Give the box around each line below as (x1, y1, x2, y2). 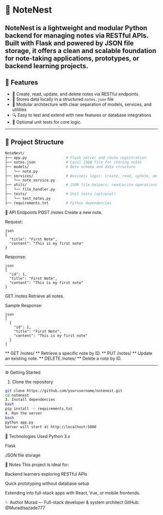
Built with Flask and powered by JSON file (5, 39, 134, 47)
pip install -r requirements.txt (5, 406, 73, 411)
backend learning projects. (5, 62, 88, 70)
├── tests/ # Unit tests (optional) (5, 192, 116, 197)
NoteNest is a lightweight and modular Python (5, 24, 147, 32)
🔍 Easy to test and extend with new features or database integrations (12, 112, 151, 118)
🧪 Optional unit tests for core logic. (12, 119, 81, 125)
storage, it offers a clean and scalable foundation (5, 46, 157, 55)
